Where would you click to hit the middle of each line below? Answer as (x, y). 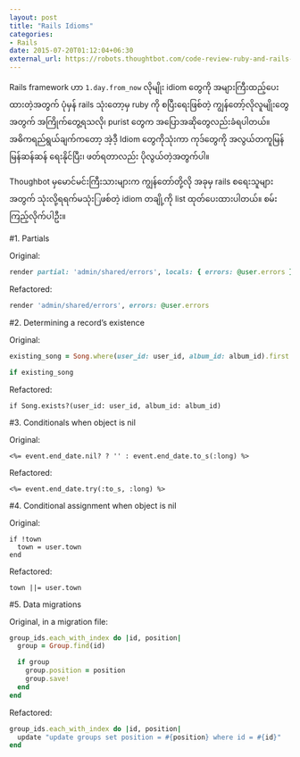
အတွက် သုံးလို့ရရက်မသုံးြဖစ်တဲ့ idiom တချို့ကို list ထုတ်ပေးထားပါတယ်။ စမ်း (143, 199)
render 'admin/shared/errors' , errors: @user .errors (109, 305)
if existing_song (42, 372)
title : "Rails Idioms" (51, 26)
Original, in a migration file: (59, 621)
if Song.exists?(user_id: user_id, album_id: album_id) (115, 406)
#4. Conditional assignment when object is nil (93, 505)
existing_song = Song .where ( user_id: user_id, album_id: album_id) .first (150, 356)
